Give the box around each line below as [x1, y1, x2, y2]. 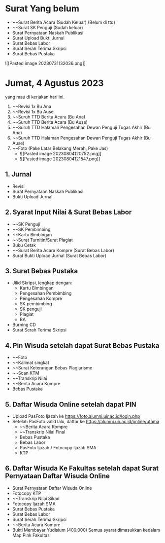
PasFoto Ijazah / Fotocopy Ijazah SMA [19, 444, 97, 450]
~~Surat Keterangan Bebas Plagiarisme [12, 365, 93, 371]
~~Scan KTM [12, 370, 39, 376]
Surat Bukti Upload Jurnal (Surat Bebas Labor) [12, 253, 107, 258]
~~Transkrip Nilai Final [19, 429, 66, 434]
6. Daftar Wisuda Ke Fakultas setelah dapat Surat [5, 464, 159, 472]
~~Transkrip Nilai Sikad [12, 495, 60, 501]
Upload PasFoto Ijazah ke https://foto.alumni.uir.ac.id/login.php [12, 413, 140, 419]
